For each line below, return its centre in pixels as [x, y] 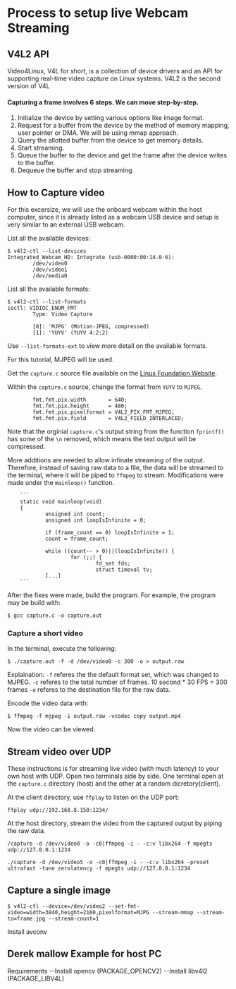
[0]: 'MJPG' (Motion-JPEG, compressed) [91, 327]
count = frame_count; [77, 539]
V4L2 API [28, 54]
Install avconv [27, 931]
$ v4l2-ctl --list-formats [47, 302]
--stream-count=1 [74, 918]
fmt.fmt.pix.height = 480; [80, 406]
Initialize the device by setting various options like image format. [111, 118]
